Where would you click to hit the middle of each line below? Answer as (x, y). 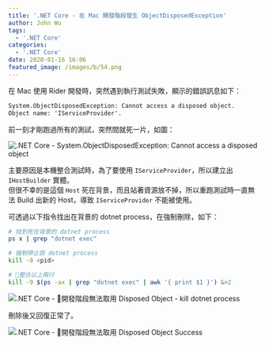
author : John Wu (35, 23)
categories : (28, 45)
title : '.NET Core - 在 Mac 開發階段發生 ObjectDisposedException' (117, 15)
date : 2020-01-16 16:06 (47, 60)
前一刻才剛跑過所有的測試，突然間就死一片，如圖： (91, 129)
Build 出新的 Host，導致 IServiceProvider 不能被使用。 (106, 200)
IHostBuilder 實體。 (41, 180)
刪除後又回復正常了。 (43, 315)
